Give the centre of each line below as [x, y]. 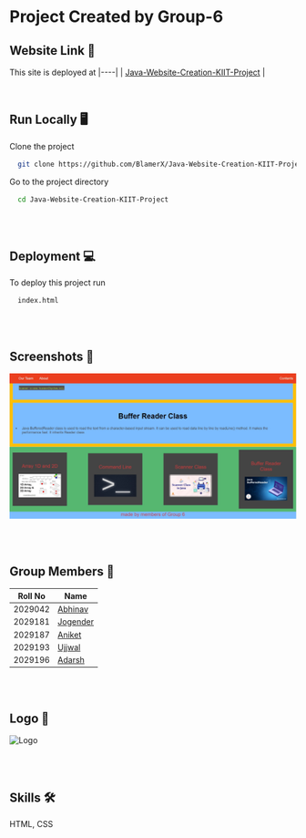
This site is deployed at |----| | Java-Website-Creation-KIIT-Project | [138, 72]
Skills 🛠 [33, 797]
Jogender [76, 622]
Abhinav [73, 609]
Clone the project [42, 146]
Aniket [70, 635]
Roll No [31, 595]
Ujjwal [69, 647]
